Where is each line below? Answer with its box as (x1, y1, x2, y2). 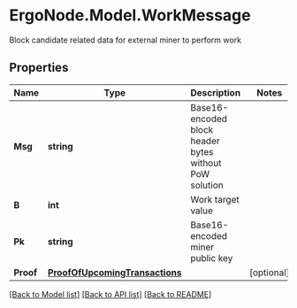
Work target (189, 193, 240, 205)
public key (189, 251, 233, 264)
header (189, 135, 221, 147)
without (189, 157, 222, 169)
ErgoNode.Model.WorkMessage (9, 5, 251, 26)
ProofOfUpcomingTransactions (47, 266, 182, 279)
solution (189, 179, 224, 191)
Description (189, 86, 241, 98)
